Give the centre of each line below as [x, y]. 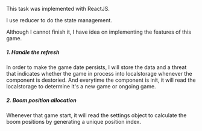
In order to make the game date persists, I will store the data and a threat [96, 67]
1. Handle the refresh [33, 52]
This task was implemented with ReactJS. [58, 9]
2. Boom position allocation [41, 100]
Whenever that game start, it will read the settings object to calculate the [96, 115]
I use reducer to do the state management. [59, 20]
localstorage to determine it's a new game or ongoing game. [81, 86]
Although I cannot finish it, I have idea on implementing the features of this [99, 32]
